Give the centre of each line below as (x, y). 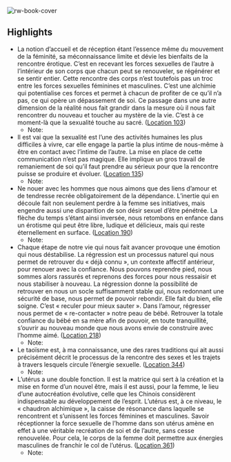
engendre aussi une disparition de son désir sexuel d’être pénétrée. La (117, 210)
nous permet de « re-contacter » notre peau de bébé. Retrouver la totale (120, 313)
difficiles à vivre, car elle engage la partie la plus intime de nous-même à (120, 144)
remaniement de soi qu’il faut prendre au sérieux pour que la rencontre (118, 166)
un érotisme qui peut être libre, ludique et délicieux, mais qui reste (111, 225)
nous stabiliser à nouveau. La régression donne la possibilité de (107, 284)
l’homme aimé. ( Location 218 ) (59, 335)
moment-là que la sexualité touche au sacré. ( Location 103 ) (101, 122)
